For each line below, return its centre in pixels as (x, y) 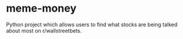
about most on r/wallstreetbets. (44, 30)
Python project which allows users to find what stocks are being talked (92, 24)
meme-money (41, 8)
